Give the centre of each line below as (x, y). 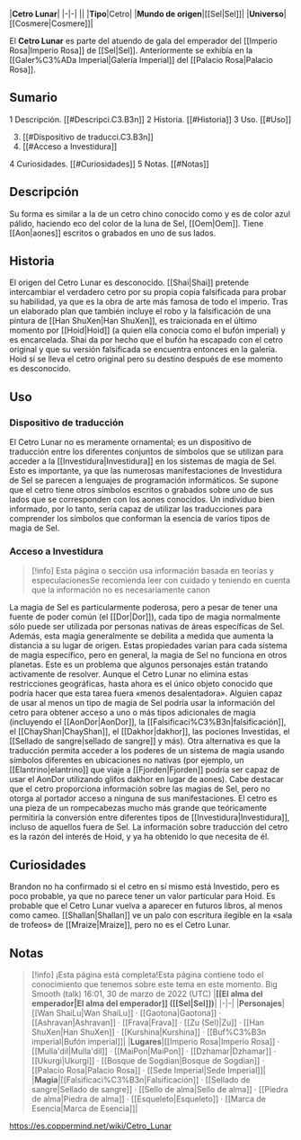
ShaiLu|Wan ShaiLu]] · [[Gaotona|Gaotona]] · (139, 1013)
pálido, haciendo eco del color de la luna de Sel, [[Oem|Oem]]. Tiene (137, 223)
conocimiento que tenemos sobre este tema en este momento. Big (155, 984)
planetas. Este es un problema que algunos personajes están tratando (139, 664)
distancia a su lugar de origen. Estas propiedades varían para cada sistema (148, 646)
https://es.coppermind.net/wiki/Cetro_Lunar (91, 1126)
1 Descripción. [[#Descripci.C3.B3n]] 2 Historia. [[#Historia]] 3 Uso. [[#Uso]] (150, 119)
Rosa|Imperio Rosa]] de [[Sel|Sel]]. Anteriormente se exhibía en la (131, 50)
